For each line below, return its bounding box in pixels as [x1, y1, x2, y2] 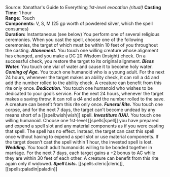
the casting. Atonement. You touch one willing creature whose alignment [5, 48, 158, 53]
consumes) [5, 26, 29, 32]
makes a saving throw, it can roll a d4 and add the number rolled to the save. [5, 96, 165, 102]
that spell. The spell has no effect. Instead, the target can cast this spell [5, 128, 155, 134]
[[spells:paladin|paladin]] [5, 166, 57, 172]
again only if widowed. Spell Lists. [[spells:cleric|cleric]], [5, 161, 124, 166]
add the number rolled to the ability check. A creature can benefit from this [5, 80, 162, 86]
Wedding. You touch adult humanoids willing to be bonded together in [5, 145, 152, 150]
